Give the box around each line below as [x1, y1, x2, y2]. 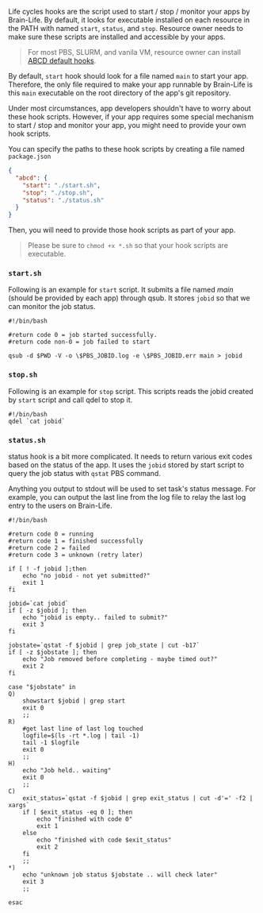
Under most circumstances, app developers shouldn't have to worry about [8, 103, 251, 113]
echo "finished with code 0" [36, 815, 133, 823]
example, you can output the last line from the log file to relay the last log [8, 493, 246, 502]
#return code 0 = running [8, 530, 93, 539]
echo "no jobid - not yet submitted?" [22, 572, 151, 580]
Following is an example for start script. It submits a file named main [8, 285, 234, 295]
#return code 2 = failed [8, 544, 90, 552]
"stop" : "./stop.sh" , [22, 188, 93, 197]
